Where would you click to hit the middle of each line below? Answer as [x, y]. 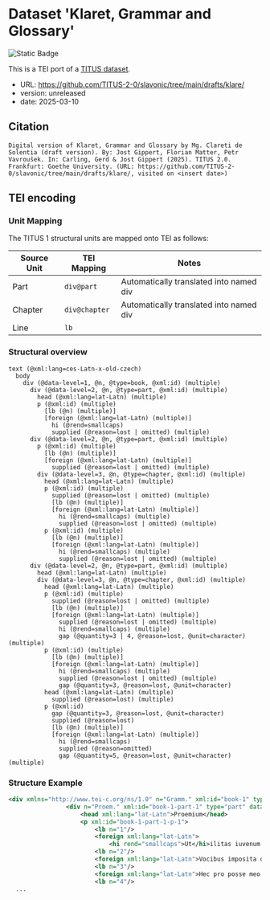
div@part [81, 287]
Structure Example [45, 783]
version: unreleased [53, 92]
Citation [29, 127]
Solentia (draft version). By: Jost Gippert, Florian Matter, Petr [124, 152]
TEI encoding [42, 198]
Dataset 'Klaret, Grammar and [110, 14]
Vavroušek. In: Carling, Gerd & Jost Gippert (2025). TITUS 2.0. [120, 159]
